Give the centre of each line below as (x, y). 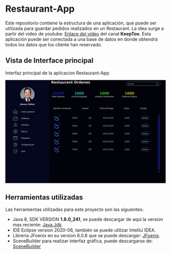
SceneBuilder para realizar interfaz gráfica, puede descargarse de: (83, 241)
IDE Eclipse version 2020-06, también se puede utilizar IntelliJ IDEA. (84, 230)
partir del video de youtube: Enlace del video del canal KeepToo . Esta (78, 34)
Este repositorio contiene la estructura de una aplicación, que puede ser (81, 23)
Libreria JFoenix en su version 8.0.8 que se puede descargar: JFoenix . (86, 236)
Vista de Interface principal (49, 61)
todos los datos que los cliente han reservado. (54, 44)
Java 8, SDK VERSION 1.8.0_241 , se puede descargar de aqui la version (88, 219)
